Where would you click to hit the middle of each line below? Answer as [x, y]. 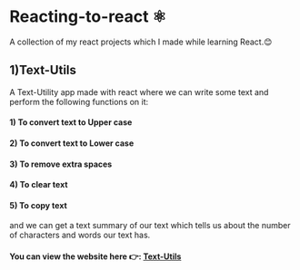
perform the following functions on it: [79, 101]
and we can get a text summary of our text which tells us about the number [150, 226]
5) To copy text [39, 205]
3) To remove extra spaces [61, 164]
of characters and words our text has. [80, 235]
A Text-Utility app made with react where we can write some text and [139, 92]
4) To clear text [39, 185]
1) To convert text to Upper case [71, 122]
